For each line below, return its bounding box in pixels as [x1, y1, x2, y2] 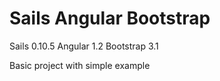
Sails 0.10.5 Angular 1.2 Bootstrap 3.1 [9, 40, 159, 52]
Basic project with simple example [9, 59, 151, 71]
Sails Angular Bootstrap [9, 7, 211, 30]
